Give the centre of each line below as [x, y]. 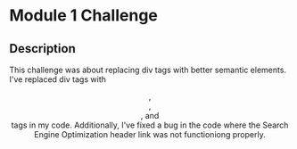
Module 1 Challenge [83, 16]
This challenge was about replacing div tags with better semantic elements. [148, 70]
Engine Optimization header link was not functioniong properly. [150, 134]
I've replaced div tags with [58, 79]
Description [42, 49]
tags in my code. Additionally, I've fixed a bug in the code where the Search [150, 125]
